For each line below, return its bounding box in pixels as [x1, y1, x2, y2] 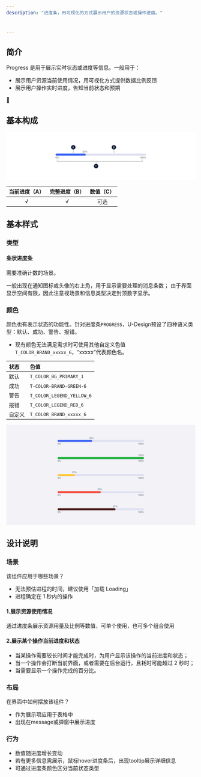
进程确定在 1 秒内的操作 [14, 593, 73, 600]
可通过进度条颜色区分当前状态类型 [14, 764, 100, 772]
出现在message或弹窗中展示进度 [14, 718, 96, 725]
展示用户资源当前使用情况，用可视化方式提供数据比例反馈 [14, 77, 157, 84]
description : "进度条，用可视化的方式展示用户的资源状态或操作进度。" [6, 10, 163, 16]
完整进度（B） [49, 188, 85, 195]
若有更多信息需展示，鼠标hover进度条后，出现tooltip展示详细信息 [14, 757, 176, 764]
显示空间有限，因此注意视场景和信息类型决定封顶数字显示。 [6, 289, 154, 296]
